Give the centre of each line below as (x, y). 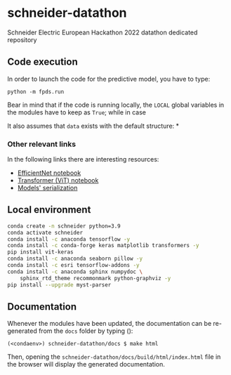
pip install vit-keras (40, 252)
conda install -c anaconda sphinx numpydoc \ (75, 272)
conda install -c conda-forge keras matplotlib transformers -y (103, 246)
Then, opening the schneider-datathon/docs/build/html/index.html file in (114, 357)
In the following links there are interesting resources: (83, 159)
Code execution (43, 62)
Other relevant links (41, 144)
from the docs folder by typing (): (86, 331)
